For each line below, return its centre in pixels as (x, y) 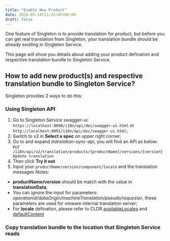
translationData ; (30, 187)
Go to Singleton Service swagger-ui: (50, 120)
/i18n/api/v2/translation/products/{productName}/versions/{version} (88, 152)
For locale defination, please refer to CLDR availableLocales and (80, 209)
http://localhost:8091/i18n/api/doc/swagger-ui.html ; (70, 131)
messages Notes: (31, 172)
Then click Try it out (34, 161)
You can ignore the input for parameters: (55, 193)
